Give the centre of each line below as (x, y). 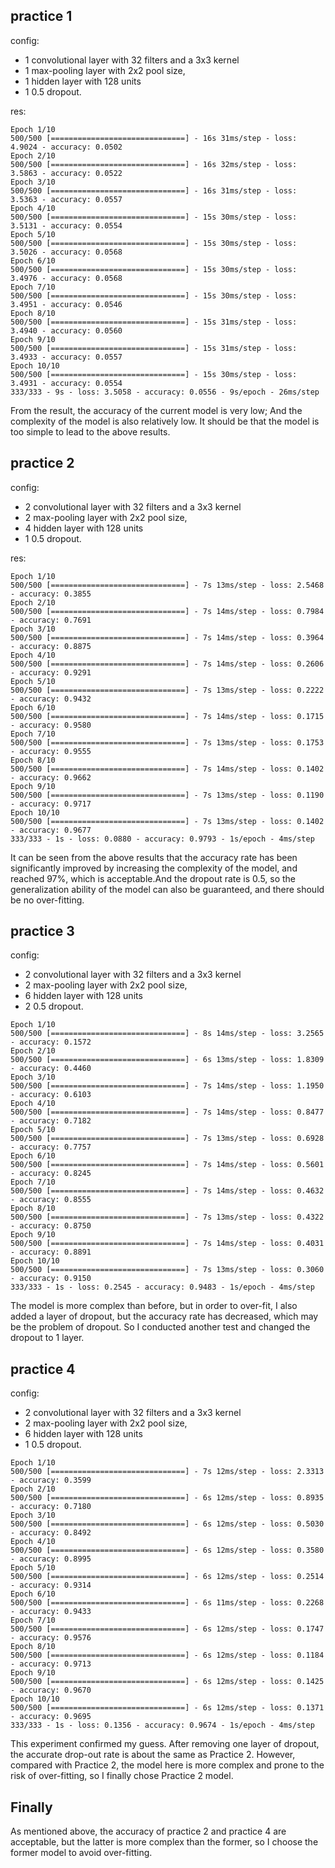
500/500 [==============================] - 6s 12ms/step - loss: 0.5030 (167, 1524)
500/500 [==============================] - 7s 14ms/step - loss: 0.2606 (167, 664)
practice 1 (41, 16)
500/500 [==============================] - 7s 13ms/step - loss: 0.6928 (167, 1139)
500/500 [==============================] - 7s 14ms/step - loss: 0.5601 (167, 1165)
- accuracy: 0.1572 (51, 1042)
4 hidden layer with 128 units (84, 528)
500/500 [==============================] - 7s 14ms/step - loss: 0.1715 (167, 716)
